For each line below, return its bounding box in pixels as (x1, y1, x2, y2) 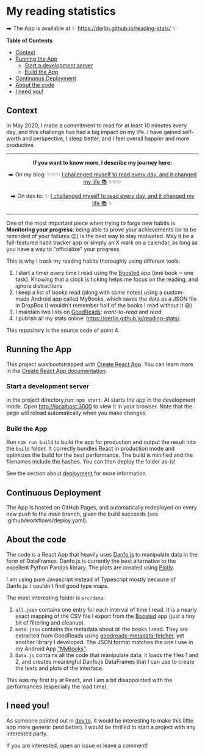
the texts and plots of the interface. (15, 664, 104, 672)
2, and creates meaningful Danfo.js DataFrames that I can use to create (15, 658, 195, 665)
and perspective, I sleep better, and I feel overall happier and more (22, 135, 189, 142)
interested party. (6, 730, 48, 737)
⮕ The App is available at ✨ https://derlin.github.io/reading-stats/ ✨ (6, 24, 177, 32)
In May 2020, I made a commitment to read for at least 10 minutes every (6, 121, 187, 129)
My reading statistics (6, 4, 116, 18)
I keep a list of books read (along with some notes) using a (15, 288, 163, 296)
